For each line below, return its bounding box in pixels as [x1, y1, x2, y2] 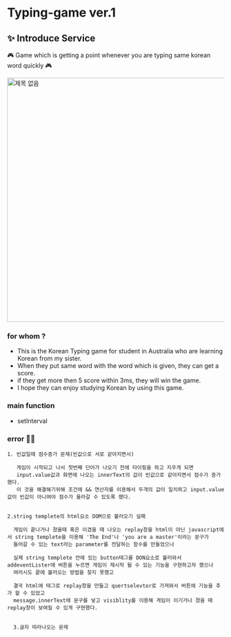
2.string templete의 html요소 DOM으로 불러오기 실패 [7, 513, 146, 520]
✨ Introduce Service [7, 32, 96, 44]
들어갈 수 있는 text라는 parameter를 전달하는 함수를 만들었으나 [13, 540, 174, 548]
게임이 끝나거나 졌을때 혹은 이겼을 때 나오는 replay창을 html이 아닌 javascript [13, 526, 219, 533]
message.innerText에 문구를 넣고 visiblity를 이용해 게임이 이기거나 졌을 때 [13, 597, 213, 604]
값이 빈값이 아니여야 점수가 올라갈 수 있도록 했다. [7, 493, 131, 500]
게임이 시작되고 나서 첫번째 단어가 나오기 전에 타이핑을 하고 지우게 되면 [16, 464, 194, 471]
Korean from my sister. [17, 354, 82, 363]
